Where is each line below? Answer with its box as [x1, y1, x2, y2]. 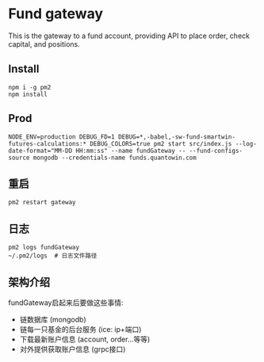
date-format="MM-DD [8, 147, 73, 154]
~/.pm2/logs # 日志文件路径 [8, 252, 98, 260]
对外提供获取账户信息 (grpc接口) [19, 345, 126, 353]
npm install [8, 90, 48, 98]
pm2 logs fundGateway [8, 243, 80, 252]
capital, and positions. [8, 39, 81, 48]
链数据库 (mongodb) [19, 314, 87, 324]
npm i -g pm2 [8, 83, 52, 91]
